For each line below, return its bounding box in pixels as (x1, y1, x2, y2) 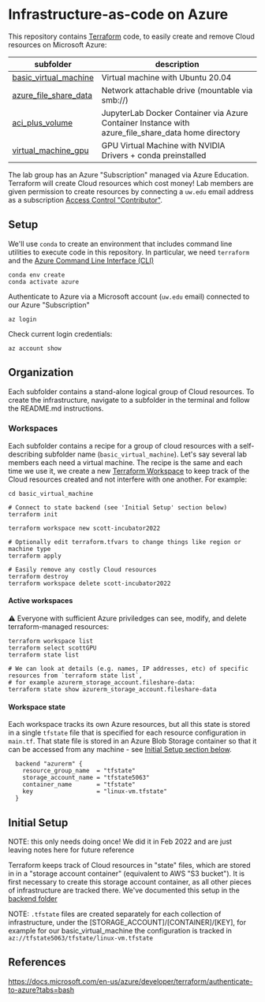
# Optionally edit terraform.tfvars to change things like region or (8, 538, 242, 546)
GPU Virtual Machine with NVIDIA (101, 140, 226, 151)
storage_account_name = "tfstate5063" (22, 774, 150, 782)
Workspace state (8, 702, 65, 711)
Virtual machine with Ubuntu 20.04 (101, 72, 232, 83)
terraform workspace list (8, 637, 93, 646)
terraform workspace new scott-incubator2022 (8, 524, 160, 532)
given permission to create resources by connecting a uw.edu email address (8, 187, 254, 196)
